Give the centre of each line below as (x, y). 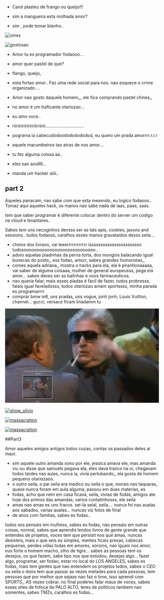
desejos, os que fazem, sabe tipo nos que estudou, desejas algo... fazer (77, 556)
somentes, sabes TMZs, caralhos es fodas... (50, 592)
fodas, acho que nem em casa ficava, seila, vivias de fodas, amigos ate (84, 494)
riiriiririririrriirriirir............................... (48, 126)
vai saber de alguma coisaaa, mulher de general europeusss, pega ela (83, 270)
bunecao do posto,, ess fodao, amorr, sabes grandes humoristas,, (78, 260)
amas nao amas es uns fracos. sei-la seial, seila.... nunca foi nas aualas (84, 505)
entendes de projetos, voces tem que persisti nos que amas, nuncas (74, 535)
